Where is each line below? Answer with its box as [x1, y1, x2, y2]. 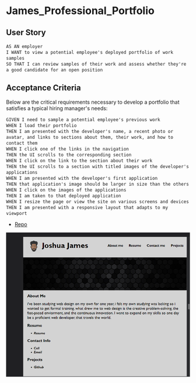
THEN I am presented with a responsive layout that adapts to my [6, 204, 168, 210]
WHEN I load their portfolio [6, 122, 77, 128]
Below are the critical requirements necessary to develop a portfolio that [6, 98, 180, 105]
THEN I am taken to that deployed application [6, 193, 121, 199]
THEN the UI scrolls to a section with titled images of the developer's [6, 163, 190, 169]
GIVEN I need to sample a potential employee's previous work [6, 117, 160, 122]
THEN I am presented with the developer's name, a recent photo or [6, 128, 174, 134]
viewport [6, 210, 27, 216]
